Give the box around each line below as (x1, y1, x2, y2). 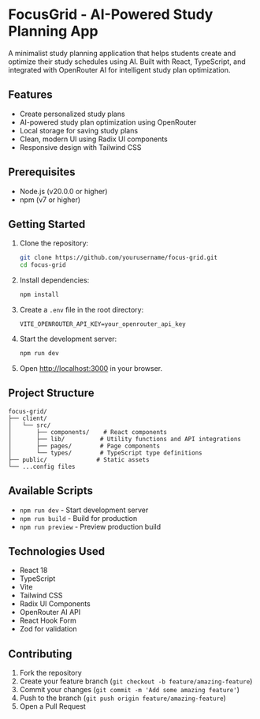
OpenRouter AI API (19, 608, 81, 617)
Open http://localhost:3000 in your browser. (19, 363, 163, 373)
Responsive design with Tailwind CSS (19, 142, 142, 152)
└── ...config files (8, 462, 76, 470)
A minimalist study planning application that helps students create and (8, 48, 236, 58)
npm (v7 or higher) (19, 195, 81, 204)
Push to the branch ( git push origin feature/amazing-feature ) (19, 693, 226, 703)
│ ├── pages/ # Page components (8, 442, 160, 450)
